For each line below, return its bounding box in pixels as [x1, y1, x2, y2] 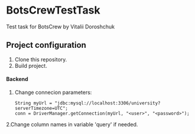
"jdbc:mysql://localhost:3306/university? [54, 100, 161, 106]
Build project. [14, 62, 47, 69]
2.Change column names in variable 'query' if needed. [6, 120, 138, 128]
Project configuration [6, 40, 87, 50]
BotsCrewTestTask [6, 4, 100, 17]
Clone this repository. [14, 55, 67, 63]
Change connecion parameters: [14, 89, 92, 96]
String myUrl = [14, 100, 53, 106]
